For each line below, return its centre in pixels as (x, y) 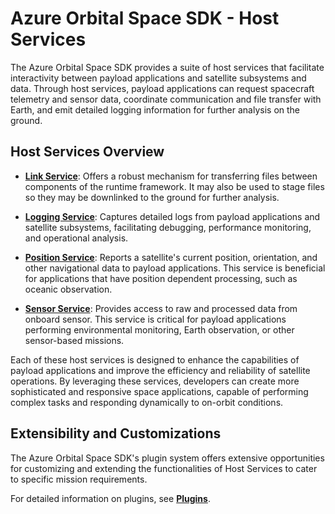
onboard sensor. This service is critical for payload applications (155, 319)
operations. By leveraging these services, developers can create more (155, 381)
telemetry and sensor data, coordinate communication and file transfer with (166, 99)
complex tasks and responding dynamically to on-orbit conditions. (147, 402)
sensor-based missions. (74, 340)
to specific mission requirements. (79, 479)
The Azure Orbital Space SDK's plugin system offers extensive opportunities (167, 458)
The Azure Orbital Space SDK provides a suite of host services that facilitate (167, 67)
